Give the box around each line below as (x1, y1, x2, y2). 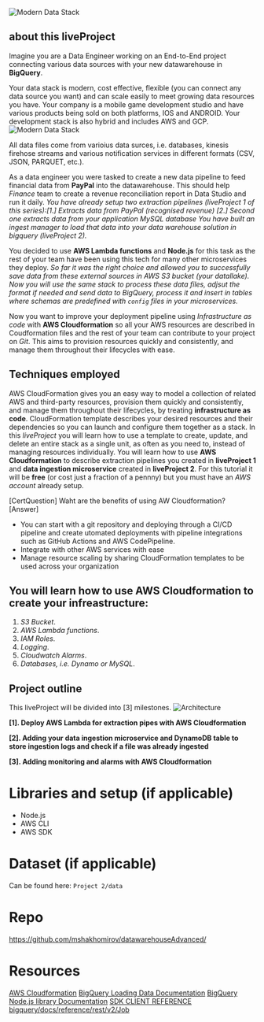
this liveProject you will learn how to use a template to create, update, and (9, 430, 248, 440)
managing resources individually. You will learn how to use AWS (9, 447, 217, 457)
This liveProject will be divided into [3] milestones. (9, 703, 172, 713)
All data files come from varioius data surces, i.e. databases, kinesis (9, 140, 229, 150)
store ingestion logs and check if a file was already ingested (9, 742, 209, 751)
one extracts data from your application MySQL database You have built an (9, 213, 255, 224)
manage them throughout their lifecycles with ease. (9, 345, 175, 354)
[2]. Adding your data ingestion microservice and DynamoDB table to (9, 733, 239, 743)
